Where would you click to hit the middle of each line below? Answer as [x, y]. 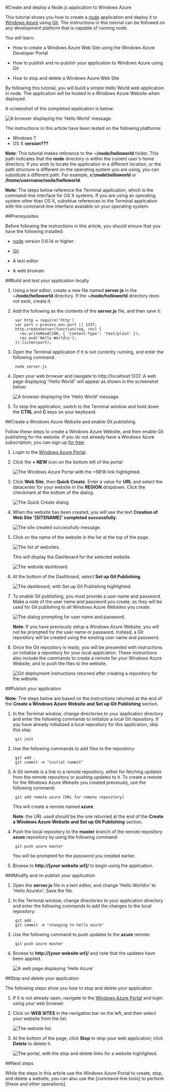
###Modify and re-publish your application [50, 875]
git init [24, 739]
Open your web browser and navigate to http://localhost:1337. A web [84, 376]
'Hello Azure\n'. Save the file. [43, 891]
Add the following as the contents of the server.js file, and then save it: [87, 311]
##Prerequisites [22, 216]
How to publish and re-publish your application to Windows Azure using [88, 63]
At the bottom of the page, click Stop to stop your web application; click [88, 1038]
